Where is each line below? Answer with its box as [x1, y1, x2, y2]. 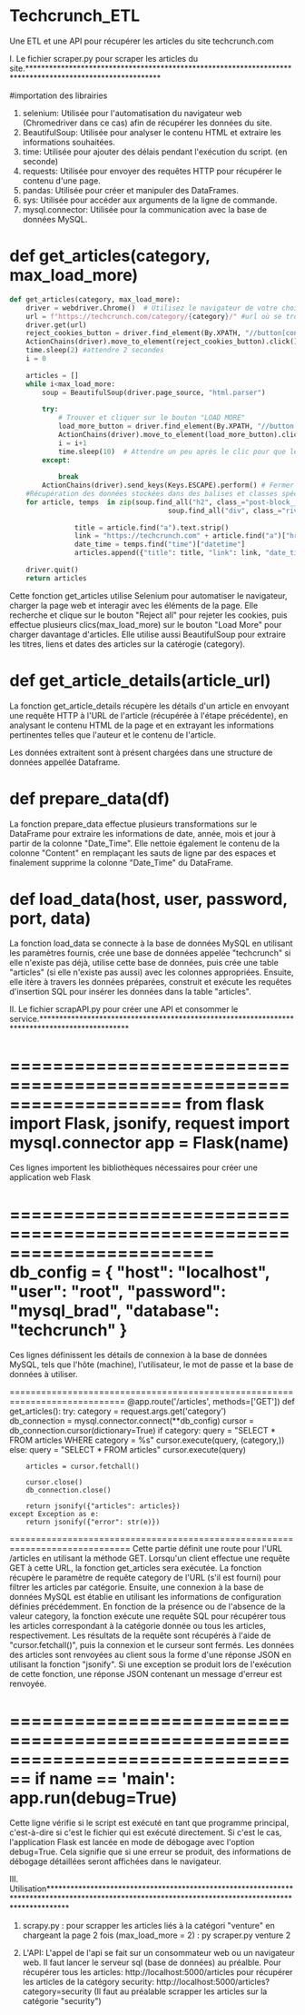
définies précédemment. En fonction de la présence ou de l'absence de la [9, 1601, 286, 1613]
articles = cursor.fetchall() [25, 1462, 141, 1472]
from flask [185, 1094, 265, 1114]
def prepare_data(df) [9, 788, 171, 809]
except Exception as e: [9, 1510, 100, 1519]
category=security [22, 1986, 93, 1997]
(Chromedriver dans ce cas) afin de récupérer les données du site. [22, 117, 272, 128]
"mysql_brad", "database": [9, 1300, 220, 1321]
